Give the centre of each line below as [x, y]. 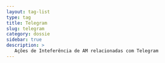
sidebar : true [24, 40]
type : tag [19, 17]
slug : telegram [25, 28]
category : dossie [28, 34]
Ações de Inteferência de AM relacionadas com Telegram [86, 51]
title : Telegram [27, 23]
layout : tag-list [28, 12]
